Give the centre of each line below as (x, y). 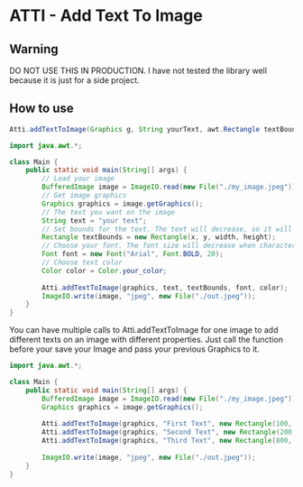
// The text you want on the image (109, 212)
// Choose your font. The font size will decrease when (149, 246)
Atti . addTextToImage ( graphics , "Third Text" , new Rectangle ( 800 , (167, 441)
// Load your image (78, 179)
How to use (41, 109)
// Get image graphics (84, 196)
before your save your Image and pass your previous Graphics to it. (134, 349)
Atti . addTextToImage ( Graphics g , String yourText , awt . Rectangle (134, 129)
